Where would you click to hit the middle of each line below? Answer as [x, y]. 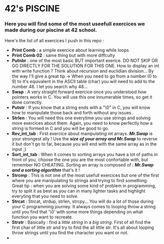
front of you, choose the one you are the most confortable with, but [80, 160]
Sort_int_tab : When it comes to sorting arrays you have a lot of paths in [85, 155]
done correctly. [27, 102]
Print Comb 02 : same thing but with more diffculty [63, 55]
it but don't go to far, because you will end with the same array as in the [84, 144]
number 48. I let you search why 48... [50, 87]
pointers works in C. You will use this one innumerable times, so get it [82, 97]
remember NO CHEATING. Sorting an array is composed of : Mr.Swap [82, 165]
